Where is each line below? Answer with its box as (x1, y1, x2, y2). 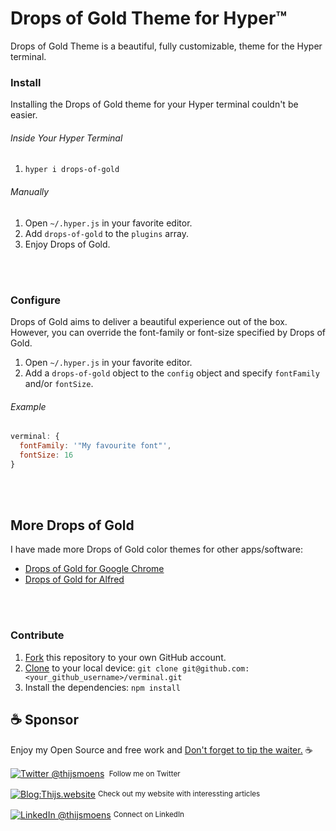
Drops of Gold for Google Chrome (24, 563, 165, 575)
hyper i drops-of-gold (24, 165, 120, 175)
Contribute (10, 628, 65, 642)
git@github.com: (181, 663, 250, 674)
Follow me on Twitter (108, 768, 181, 779)
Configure (10, 293, 61, 307)
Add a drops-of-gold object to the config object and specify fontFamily (24, 367, 320, 379)
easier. (10, 109, 38, 121)
